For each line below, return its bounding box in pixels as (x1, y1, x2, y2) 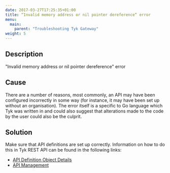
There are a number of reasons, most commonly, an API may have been (5, 92, 156, 98)
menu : (5, 17, 17, 22)
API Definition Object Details (12, 157, 72, 163)
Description (5, 50, 43, 59)
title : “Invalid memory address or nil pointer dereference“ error (5, 12, 151, 17)
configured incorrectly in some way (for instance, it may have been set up (5, 97, 160, 103)
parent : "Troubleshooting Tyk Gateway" (14, 26, 99, 32)
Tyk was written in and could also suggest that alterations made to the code (5, 108, 164, 114)
